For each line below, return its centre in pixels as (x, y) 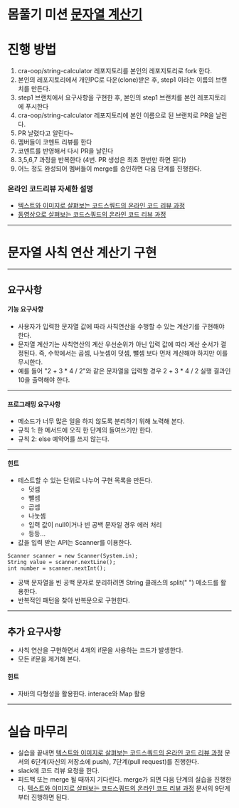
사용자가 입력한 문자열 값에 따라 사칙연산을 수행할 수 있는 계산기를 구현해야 (121, 326)
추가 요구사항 (34, 631)
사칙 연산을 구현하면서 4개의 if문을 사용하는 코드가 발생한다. (100, 650)
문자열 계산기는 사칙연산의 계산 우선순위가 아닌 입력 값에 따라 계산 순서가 (118, 344)
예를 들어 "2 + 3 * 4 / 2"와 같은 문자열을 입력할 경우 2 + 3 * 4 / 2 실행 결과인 (124, 371)
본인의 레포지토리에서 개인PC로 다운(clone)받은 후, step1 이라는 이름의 (116, 80)
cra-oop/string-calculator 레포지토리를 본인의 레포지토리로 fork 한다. (115, 71)
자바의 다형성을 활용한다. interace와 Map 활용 (81, 693)
